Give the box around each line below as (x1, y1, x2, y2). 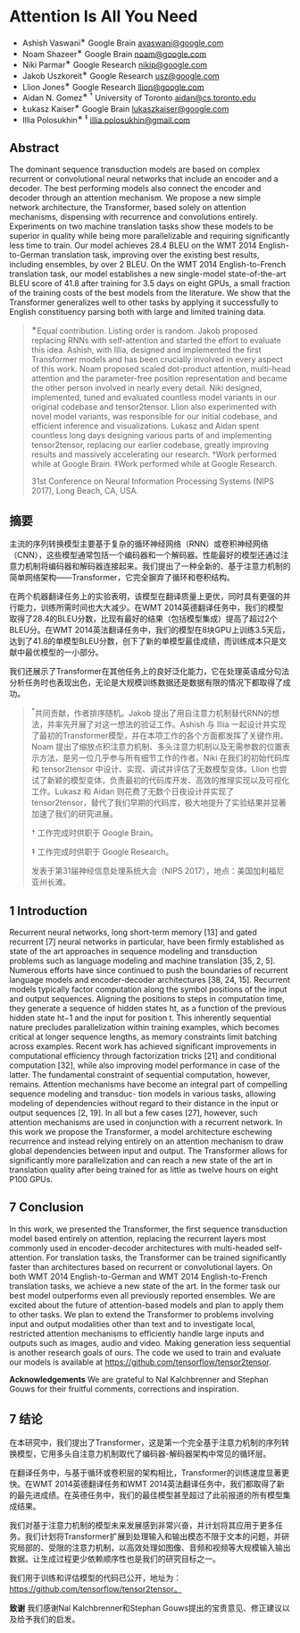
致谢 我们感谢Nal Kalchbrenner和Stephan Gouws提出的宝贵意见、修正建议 (9, 1603, 283, 1613)
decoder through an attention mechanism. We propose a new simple (9, 192, 262, 203)
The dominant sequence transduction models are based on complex (9, 164, 261, 174)
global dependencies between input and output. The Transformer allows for (9, 1145, 288, 1155)
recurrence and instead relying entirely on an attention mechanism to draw (9, 1136, 284, 1146)
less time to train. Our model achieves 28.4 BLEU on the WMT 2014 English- (9, 240, 290, 250)
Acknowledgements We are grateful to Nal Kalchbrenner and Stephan (9, 1374, 269, 1384)
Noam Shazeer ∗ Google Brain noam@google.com (21, 47, 207, 59)
